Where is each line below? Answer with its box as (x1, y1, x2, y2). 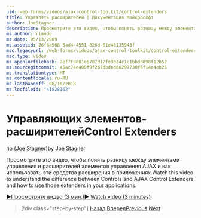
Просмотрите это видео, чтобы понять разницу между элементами (6, 156, 180, 163)
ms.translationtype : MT (6, 70, 66, 76)
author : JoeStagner (6, 20, 55, 26)
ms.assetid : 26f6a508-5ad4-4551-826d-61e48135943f (6, 42, 135, 48)
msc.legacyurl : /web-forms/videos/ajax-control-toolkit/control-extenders (6, 48, 197, 54)
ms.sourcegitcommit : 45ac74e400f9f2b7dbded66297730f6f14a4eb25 (6, 64, 167, 70)
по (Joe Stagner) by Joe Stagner (6, 145, 86, 152)
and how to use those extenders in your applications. (6, 182, 137, 189)
